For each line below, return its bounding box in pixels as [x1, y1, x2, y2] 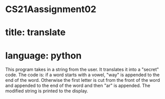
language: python [5, 49, 82, 61]
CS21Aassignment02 [5, 4, 96, 15]
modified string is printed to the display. [5, 88, 88, 94]
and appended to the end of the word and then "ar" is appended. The [5, 82, 151, 89]
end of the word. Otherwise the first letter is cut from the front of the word [5, 77, 160, 83]
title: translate [5, 27, 66, 38]
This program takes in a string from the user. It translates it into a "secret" [5, 67, 159, 73]
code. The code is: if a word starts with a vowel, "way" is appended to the [5, 72, 160, 78]
